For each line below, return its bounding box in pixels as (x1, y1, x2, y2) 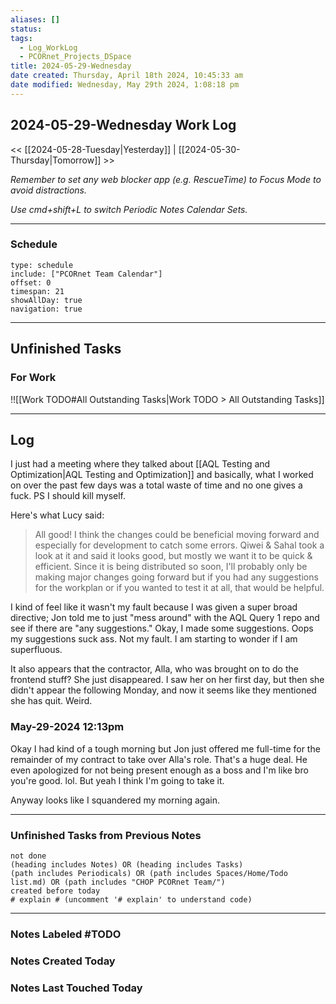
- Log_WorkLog (19, 42, 78, 53)
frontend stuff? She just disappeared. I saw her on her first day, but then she (10, 674, 325, 686)
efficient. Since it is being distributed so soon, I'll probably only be (34, 561, 308, 573)
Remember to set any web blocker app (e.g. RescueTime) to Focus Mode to (10, 173, 322, 185)
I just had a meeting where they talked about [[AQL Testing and (10, 458, 271, 470)
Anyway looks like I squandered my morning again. (10, 794, 220, 806)
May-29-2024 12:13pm (10, 720, 125, 734)
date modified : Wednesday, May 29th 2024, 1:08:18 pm (10, 80, 240, 90)
